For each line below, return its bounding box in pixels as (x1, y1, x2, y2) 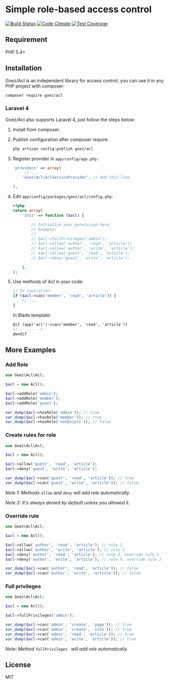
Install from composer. (12, 126, 60, 133)
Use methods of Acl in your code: (12, 279, 84, 285)
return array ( (12, 208, 43, 213)
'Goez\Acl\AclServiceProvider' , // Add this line (22, 175, 130, 180)
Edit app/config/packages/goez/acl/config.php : (12, 194, 113, 200)
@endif (12, 331, 27, 336)
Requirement (5, 35, 48, 44)
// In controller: (12, 288, 52, 294)
